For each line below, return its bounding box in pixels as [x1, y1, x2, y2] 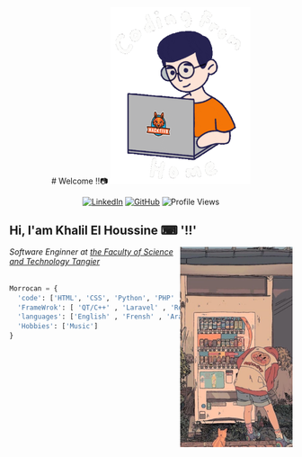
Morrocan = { [9, 283, 58, 293]
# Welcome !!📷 [50, 175, 109, 186]
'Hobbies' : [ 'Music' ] [17, 322, 99, 331]
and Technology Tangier [9, 255, 101, 266]
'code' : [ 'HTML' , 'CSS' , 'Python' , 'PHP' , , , [17, 293, 280, 302]
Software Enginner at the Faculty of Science [9, 246, 173, 257]
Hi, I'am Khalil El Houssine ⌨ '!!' [9, 222, 198, 237]
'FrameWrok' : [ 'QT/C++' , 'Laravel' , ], [17, 303, 211, 312]
